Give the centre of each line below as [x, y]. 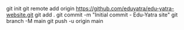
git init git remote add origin [41, 9]
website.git [20, 15]
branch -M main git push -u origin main [55, 21]
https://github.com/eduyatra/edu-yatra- [125, 9]
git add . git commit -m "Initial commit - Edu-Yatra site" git [106, 15]
